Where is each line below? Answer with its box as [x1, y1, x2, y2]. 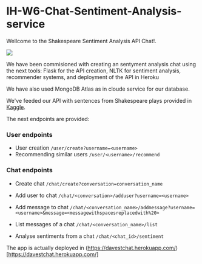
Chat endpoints [6, 166, 53, 175]
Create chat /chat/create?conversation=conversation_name [15, 179, 163, 187]
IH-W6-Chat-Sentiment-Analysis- [6, 4, 182, 18]
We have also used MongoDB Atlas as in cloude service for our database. [6, 85, 190, 92]
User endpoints [6, 130, 53, 139]
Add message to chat [15, 203, 69, 210]
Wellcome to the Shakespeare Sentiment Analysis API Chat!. [6, 37, 157, 44]
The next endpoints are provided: [6, 115, 90, 122]
